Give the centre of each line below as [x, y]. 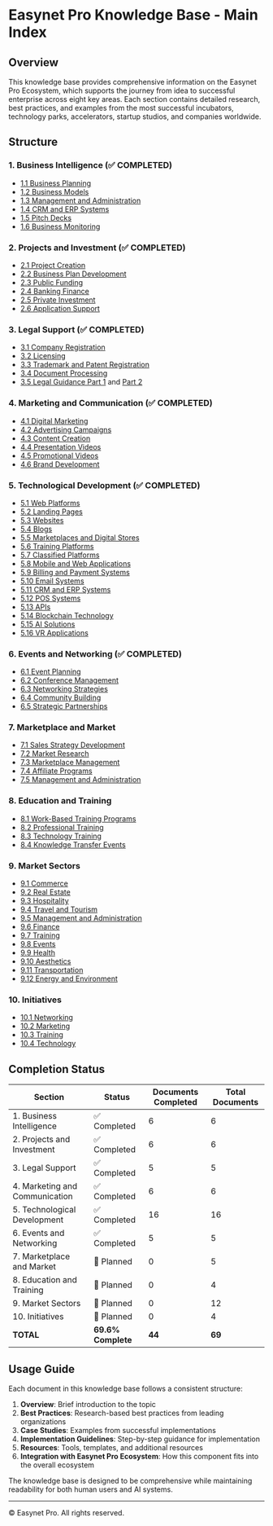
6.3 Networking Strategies [64, 689]
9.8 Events [38, 944]
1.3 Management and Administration [80, 200]
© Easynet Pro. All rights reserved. [66, 1512]
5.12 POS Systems [50, 598]
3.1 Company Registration [63, 347]
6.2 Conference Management [69, 680]
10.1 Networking [46, 1018]
